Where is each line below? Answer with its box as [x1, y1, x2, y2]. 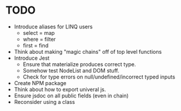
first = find [22, 42, 48, 49]
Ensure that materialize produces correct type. [22, 60, 136, 68]
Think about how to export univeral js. [14, 86, 107, 93]
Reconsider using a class [14, 98, 75, 105]
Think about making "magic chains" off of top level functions [14, 48, 162, 55]
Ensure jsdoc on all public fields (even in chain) [14, 92, 129, 99]
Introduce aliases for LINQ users [14, 23, 93, 30]
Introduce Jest [14, 54, 50, 61]
